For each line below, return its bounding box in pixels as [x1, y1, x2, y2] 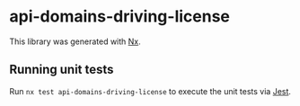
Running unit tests [9, 62, 114, 77]
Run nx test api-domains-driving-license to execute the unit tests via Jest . [9, 85, 292, 96]
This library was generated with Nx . [9, 36, 141, 47]
